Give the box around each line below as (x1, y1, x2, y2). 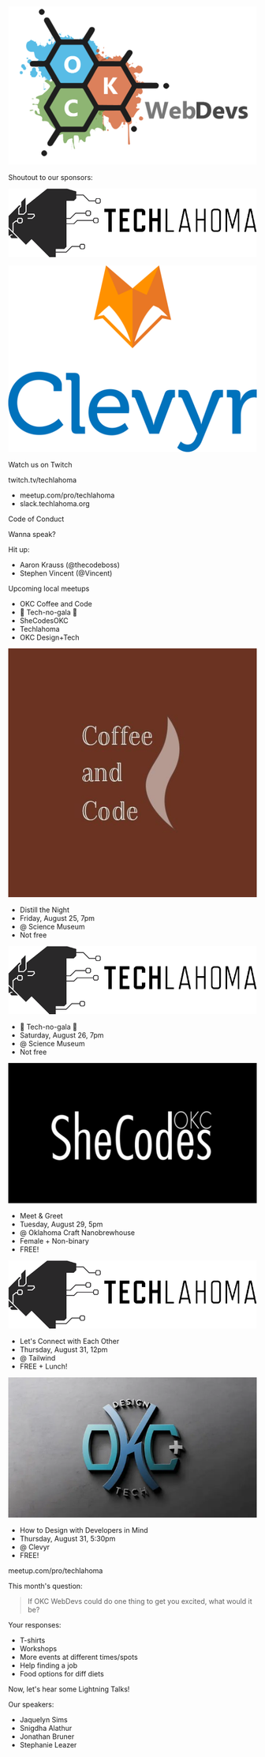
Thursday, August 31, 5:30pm (19, 1534, 116, 1543)
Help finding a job (19, 1661, 78, 1670)
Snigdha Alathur (19, 1723, 73, 1733)
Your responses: (8, 1620, 62, 1629)
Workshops (19, 1643, 58, 1653)
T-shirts (19, 1635, 46, 1645)
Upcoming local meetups (8, 584, 90, 593)
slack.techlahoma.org (19, 498, 91, 508)
